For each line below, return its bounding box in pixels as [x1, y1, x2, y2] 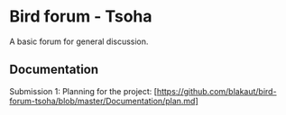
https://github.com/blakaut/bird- [156, 85, 277, 96]
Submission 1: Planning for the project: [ [9, 85, 158, 96]
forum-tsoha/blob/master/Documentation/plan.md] [9, 95, 198, 106]
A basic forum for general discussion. [9, 36, 149, 47]
